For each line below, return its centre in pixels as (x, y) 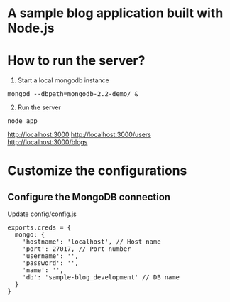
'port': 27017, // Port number (77, 249)
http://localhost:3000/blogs (48, 142)
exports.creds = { (39, 228)
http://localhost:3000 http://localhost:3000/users (79, 135)
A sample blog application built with (115, 13)
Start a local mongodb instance (64, 80)
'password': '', (51, 263)
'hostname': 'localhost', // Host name (92, 242)
